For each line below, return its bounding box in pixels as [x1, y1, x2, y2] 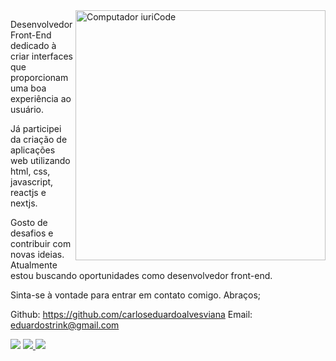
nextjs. [10, 197, 38, 209]
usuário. [10, 104, 45, 115]
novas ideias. [10, 249, 65, 260]
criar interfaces [10, 50, 73, 62]
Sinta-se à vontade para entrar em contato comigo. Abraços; [10, 289, 261, 301]
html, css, [10, 165, 51, 177]
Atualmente [10, 259, 58, 271]
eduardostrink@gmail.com [10, 319, 120, 331]
